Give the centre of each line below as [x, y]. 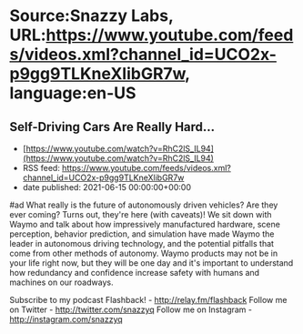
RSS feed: [41, 168]
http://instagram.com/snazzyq [66, 319]
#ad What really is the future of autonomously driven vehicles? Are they [144, 205]
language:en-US [73, 93]
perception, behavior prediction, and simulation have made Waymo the [142, 234]
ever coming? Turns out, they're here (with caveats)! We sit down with [141, 214]
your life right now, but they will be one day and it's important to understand [151, 263]
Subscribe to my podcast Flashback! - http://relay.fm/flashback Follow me [148, 300]
